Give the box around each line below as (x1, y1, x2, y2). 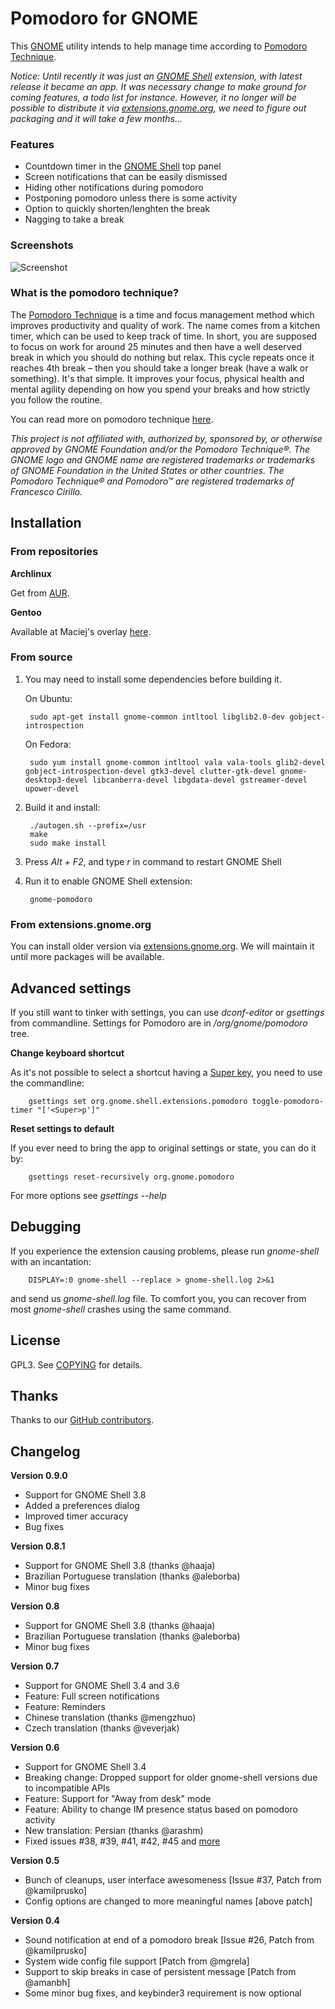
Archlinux (10, 567, 52, 579)
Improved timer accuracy (24, 1510, 129, 1522)
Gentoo (10, 606, 42, 618)
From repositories (10, 545, 99, 559)
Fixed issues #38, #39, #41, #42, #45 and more (24, 1835, 221, 1847)
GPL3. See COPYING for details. (10, 1358, 143, 1371)
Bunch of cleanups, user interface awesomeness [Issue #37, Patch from (24, 1874, 322, 1886)
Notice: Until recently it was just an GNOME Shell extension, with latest (10, 70, 303, 82)
